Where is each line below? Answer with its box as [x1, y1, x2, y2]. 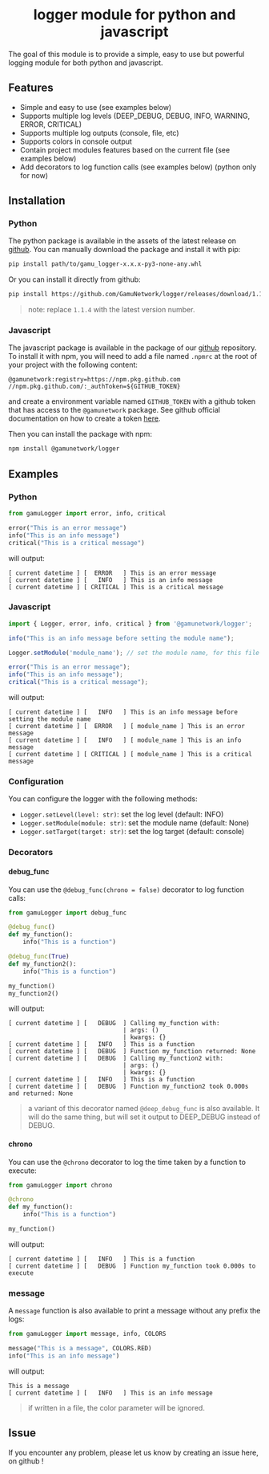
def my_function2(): [8, 959, 78, 968]
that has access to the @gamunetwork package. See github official [8, 405, 220, 415]
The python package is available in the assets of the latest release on [8, 236, 237, 246]
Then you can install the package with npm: [8, 430, 152, 439]
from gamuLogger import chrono [8, 1181, 113, 1189]
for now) [19, 170, 49, 180]
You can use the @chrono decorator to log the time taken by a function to [8, 1157, 247, 1167]
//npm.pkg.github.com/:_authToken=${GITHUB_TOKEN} [8, 383, 181, 391]
